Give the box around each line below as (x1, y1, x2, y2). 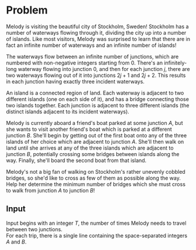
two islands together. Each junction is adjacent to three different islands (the (6, 102, 190, 109)
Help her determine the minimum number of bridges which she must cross (6, 180, 186, 188)
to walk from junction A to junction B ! (6, 187, 95, 194)
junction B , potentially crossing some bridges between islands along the (6, 150, 180, 157)
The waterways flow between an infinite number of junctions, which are (6, 53, 179, 60)
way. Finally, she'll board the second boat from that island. (6, 157, 147, 164)
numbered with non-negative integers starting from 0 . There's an (6, 59, 163, 66)
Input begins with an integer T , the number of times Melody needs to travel (6, 219, 187, 227)
